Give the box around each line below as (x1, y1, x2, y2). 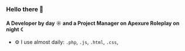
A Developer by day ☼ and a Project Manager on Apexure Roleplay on (6, 20, 180, 27)
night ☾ (6, 25, 25, 32)
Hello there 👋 (6, 5, 44, 13)
